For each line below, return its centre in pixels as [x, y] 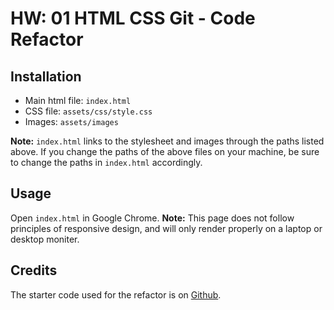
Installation [46, 76]
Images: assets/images [71, 121]
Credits [34, 270]
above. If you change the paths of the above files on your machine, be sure [165, 151]
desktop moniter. [45, 239]
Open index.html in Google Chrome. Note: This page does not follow [152, 218]
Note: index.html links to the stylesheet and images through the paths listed [167, 141]
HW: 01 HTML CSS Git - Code [133, 18]
